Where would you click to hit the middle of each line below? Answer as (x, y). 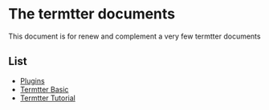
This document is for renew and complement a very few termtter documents (134, 36)
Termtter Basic (44, 89)
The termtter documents (92, 14)
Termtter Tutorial (48, 98)
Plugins (33, 80)
